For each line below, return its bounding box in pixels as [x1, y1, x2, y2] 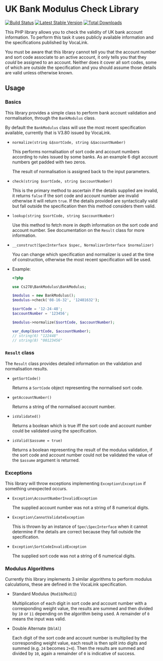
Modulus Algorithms [5, 565, 54, 572]
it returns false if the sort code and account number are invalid [12, 192, 139, 199]
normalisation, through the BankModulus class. [5, 115, 96, 121]
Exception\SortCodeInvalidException [12, 544, 87, 549]
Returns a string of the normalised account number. [12, 404, 116, 410]
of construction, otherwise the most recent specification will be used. [12, 256, 152, 262]
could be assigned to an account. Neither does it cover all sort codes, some [5, 59, 157, 65]
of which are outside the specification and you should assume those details [5, 65, 157, 70]
